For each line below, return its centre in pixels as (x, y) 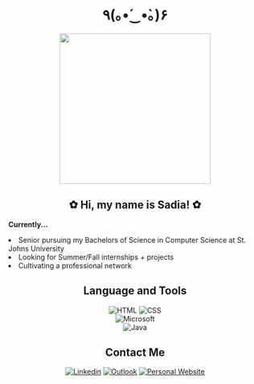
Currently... (28, 224)
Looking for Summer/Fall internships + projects (96, 257)
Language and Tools (135, 291)
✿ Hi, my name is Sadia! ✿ (135, 205)
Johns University (36, 248)
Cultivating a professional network (76, 265)
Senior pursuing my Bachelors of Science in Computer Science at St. (133, 239)
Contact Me (135, 352)
